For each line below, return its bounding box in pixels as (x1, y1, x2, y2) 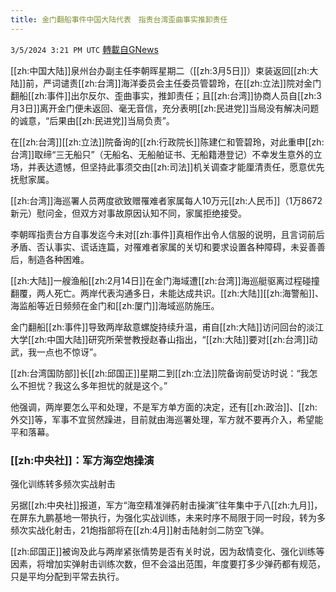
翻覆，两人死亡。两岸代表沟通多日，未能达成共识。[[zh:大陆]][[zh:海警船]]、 (10, 287, 324, 299)
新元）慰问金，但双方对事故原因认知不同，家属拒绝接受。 (10, 207, 247, 219)
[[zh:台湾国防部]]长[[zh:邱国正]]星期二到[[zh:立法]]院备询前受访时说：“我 (10, 367, 310, 379)
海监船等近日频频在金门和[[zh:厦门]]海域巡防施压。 (10, 299, 220, 311)
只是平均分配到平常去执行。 (10, 570, 125, 582)
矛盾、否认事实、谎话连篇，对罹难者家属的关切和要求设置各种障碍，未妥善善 (10, 241, 326, 253)
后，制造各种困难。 (10, 253, 90, 265)
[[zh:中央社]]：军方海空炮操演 (10, 453, 155, 467)
